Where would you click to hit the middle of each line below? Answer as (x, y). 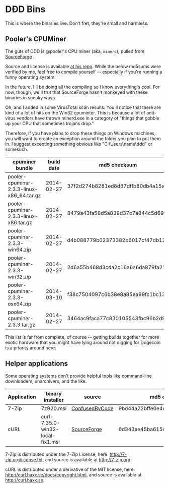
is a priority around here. (31, 348)
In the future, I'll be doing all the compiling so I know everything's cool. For (82, 87)
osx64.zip (20, 303)
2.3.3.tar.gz (22, 325)
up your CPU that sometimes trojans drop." (50, 123)
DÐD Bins (25, 9)
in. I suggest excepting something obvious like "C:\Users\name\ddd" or (79, 144)
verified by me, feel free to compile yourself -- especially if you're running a (84, 72)
